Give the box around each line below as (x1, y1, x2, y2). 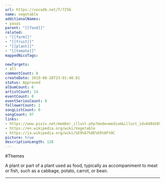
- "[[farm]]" (5, 35, 32, 40)
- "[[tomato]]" (5, 48, 36, 53)
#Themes (5, 153, 25, 159)
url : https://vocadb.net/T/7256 (5, 7, 71, 12)
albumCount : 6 (5, 85, 34, 90)
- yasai (5, 21, 21, 26)
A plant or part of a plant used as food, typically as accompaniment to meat (5, 163, 158, 169)
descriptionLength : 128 (5, 140, 54, 145)
